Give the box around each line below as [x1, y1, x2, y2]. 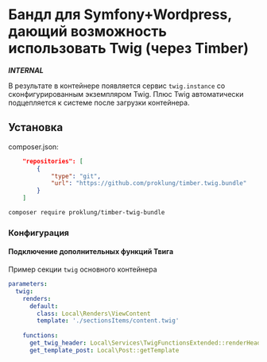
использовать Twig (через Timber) [8, 40, 249, 57]
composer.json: [8, 141, 60, 152]
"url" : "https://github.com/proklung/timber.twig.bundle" [50, 179, 247, 187]
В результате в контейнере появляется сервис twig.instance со [8, 81, 226, 90]
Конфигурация [8, 227, 70, 238]
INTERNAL [8, 65, 44, 75]
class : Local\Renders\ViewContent [37, 310, 151, 318]
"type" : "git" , [50, 172, 102, 180]
